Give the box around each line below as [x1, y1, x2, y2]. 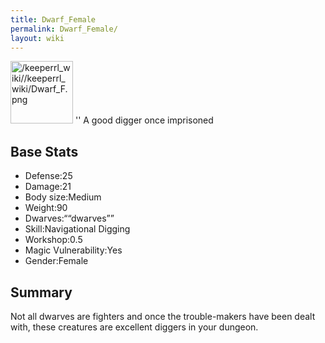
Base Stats [10, 143, 79, 160]
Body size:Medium [24, 191, 102, 203]
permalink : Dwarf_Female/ [10, 24, 118, 34]
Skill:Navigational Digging [24, 223, 131, 235]
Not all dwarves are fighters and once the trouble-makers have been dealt [10, 311, 316, 322]
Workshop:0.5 [24, 234, 83, 246]
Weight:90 [24, 202, 68, 214]
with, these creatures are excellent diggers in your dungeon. [10, 321, 259, 333]
